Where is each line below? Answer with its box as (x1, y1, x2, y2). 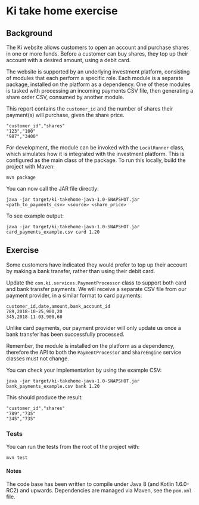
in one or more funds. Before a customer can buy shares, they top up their (6, 50, 189, 57)
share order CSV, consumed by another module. (6, 94, 125, 100)
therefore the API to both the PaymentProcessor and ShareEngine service (6, 348, 182, 356)
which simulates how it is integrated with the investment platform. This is (6, 151, 185, 157)
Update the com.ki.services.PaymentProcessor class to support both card (6, 279, 186, 286)
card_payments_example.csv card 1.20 (6, 229, 100, 235)
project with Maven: (6, 163, 55, 170)
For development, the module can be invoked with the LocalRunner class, (6, 144, 185, 151)
